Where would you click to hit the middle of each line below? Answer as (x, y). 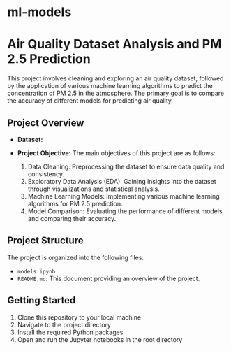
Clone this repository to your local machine (79, 317)
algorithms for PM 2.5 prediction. (75, 203)
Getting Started (42, 300)
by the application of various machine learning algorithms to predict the (110, 86)
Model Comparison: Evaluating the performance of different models (125, 211)
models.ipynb (36, 271)
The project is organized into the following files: (76, 257)
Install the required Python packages (70, 332)
